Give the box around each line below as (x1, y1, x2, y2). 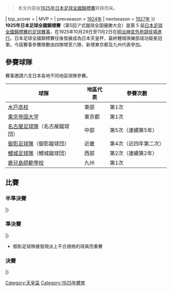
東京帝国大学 (8, 113, 39, 120)
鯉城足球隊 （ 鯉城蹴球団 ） (8, 150, 70, 157)
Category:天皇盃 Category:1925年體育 (5, 280, 85, 286)
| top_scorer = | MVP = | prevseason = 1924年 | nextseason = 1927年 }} (5, 16, 155, 22)
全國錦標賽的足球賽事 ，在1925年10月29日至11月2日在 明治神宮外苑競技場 (5, 29, 158, 35)
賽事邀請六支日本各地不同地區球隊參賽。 (5, 72, 91, 78)
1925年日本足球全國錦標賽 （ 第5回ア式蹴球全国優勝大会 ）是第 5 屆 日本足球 (5, 23, 163, 28)
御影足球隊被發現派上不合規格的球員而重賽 (12, 243, 103, 249)
